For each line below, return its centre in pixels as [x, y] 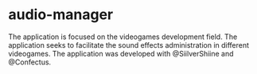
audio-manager [61, 15]
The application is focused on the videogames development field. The [123, 37]
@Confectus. [30, 62]
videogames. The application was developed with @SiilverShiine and [121, 53]
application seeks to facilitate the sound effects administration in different [128, 45]
